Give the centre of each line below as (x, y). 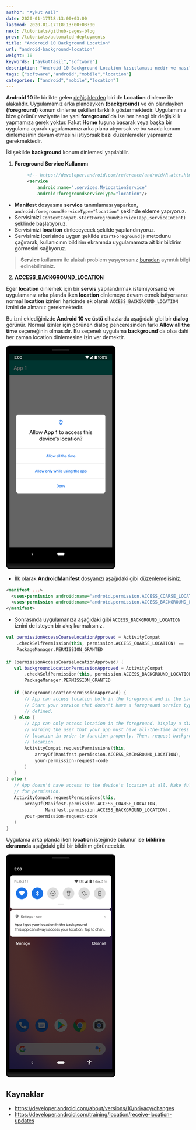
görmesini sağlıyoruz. (40, 248)
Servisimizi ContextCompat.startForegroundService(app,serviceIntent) (100, 217)
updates (24, 1121)
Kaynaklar (25, 1094)
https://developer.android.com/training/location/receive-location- (93, 1114)
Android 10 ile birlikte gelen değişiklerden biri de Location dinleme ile (90, 98)
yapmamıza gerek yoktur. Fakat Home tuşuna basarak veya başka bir (89, 122)
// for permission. (37, 792)
